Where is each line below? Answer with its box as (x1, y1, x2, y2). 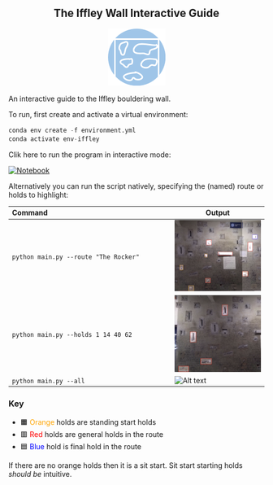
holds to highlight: (8, 190, 69, 199)
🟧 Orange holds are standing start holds (19, 417, 157, 426)
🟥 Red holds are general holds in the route (19, 429, 164, 439)
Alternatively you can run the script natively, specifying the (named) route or (8, 181, 264, 190)
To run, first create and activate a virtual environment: (8, 109, 188, 119)
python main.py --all (11, 377, 85, 385)
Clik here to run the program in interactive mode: (8, 150, 171, 159)
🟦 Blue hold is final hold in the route (19, 441, 142, 451)
